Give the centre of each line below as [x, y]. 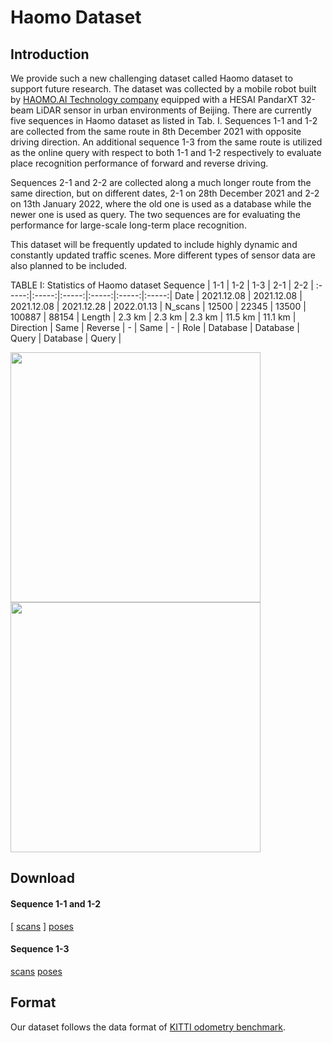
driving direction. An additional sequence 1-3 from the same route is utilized [166, 142]
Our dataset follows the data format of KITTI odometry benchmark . [148, 1027]
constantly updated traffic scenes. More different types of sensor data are [163, 255]
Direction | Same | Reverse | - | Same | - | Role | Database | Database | [155, 327]
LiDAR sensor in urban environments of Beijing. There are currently [173, 110]
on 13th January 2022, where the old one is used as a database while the [161, 204]
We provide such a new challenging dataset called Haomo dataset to [151, 78]
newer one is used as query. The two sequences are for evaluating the [155, 214]
